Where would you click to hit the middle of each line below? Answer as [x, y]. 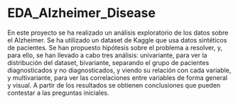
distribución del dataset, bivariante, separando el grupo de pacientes [108, 62]
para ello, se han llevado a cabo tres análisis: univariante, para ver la [107, 55]
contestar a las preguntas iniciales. [58, 93]
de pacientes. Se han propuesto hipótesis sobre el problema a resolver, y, [115, 47]
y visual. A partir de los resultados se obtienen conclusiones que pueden [114, 85]
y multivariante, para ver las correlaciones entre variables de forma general [118, 77]
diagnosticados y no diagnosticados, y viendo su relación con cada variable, [119, 70]
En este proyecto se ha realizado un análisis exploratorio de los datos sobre [118, 33]
